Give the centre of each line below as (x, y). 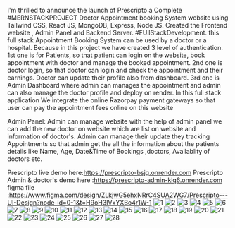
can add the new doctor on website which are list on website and (102, 129)
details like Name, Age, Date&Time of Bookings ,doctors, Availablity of (109, 151)
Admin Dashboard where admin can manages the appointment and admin (114, 85)
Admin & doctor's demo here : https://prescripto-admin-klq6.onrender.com (115, 180)
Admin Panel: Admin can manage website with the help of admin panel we (115, 121)
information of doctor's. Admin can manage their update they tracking (109, 136)
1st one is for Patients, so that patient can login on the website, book (106, 55)
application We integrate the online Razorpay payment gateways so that (112, 100)
